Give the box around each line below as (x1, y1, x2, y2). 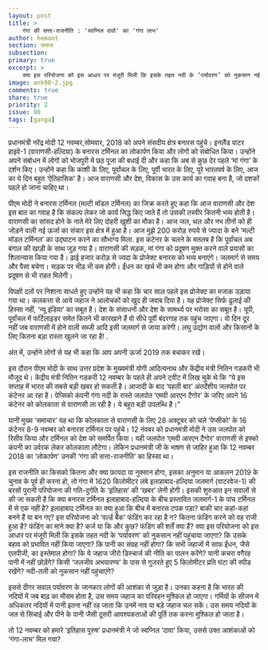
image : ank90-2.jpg (8, 78, 73, 86)
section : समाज (8, 42, 53, 50)
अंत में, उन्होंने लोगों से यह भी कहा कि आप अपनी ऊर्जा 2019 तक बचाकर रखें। (8, 347, 206, 357)
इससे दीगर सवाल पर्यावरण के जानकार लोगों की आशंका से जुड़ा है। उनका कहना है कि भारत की (8, 582, 244, 592)
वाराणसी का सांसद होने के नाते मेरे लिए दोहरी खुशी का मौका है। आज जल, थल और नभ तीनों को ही (8, 217, 253, 226)
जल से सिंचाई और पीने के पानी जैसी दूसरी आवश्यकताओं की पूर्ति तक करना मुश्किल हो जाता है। (8, 609, 245, 619)
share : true (8, 94, 48, 102)
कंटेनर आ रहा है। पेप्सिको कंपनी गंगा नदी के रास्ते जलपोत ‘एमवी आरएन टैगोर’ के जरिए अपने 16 (8, 390, 248, 400)
